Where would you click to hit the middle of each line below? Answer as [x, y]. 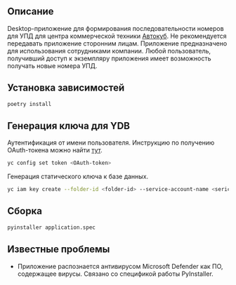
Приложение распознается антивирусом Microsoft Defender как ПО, [120, 266]
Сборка [25, 211]
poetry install [29, 104]
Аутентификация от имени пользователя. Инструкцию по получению [111, 142]
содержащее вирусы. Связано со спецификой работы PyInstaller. [116, 274]
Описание [31, 12]
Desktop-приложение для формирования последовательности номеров [116, 28]
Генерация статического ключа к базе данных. [78, 177]
